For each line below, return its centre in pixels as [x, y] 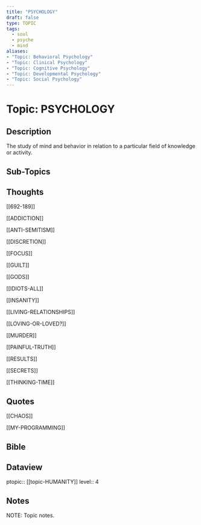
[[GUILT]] [18, 265]
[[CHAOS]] [20, 416]
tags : [13, 29]
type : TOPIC [21, 23]
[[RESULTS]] [22, 359]
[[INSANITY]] [23, 301]
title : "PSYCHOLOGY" [32, 12]
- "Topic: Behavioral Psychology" [50, 57]
